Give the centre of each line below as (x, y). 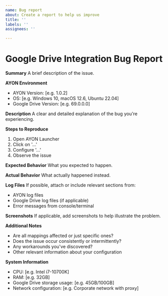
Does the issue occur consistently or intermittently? (67, 241)
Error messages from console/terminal (53, 206)
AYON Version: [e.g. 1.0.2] (40, 93)
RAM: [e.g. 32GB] (31, 278)
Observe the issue (32, 155)
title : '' (16, 19)
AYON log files (28, 195)
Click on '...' (25, 144)
